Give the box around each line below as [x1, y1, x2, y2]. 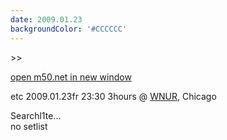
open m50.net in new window [10, 71, 132, 83]
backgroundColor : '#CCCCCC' [10, 24, 128, 34]
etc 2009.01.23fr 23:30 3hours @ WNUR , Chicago [10, 90, 217, 102]
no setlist [10, 120, 48, 132]
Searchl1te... [10, 109, 62, 121]
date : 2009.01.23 [10, 14, 83, 25]
